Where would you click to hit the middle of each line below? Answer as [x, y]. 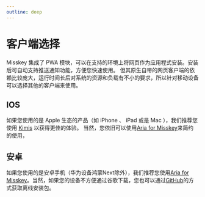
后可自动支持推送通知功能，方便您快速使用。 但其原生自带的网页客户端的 [98, 70]
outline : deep [24, 12]
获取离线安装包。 [33, 188]
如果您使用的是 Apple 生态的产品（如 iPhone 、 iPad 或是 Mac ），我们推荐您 [102, 121]
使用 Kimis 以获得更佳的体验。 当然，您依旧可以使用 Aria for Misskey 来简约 [100, 128]
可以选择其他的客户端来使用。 [44, 85]
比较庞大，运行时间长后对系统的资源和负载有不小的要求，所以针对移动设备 [105, 78]
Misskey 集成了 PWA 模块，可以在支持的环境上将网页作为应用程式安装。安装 [103, 62]
